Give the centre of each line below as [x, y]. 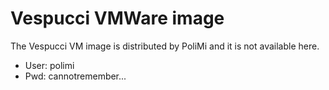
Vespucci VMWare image [117, 18]
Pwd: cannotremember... [75, 76]
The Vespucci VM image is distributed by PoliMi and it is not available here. [165, 46]
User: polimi [49, 65]
